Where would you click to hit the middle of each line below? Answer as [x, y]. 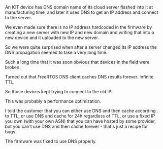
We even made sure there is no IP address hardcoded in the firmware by [79, 27]
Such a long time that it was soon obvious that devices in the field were [77, 62]
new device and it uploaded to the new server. [52, 37]
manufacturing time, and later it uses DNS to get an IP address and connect [82, 12]
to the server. [18, 18]
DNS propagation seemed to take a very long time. [56, 52]
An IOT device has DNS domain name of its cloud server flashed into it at [79, 7]
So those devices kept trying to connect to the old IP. [59, 92]
